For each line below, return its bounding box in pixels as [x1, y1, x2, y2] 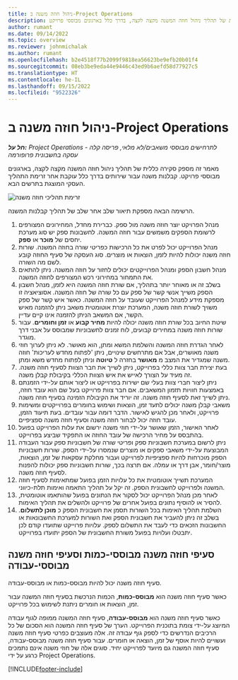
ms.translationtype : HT [8, 69, 78, 76]
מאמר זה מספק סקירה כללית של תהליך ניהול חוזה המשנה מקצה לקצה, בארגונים [8, 164, 220, 173]
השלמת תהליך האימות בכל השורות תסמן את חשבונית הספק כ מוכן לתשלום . [18, 506, 222, 515]
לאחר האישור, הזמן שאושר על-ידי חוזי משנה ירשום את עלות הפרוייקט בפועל [18, 423, 219, 432]
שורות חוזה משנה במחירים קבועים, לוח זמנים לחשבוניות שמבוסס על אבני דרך [18, 326, 223, 334]
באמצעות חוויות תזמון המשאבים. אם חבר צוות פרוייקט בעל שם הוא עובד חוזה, [18, 386, 225, 394]
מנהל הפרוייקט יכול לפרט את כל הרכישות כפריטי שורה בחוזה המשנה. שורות [18, 243, 218, 252]
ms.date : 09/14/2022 [8, 30, 69, 37]
